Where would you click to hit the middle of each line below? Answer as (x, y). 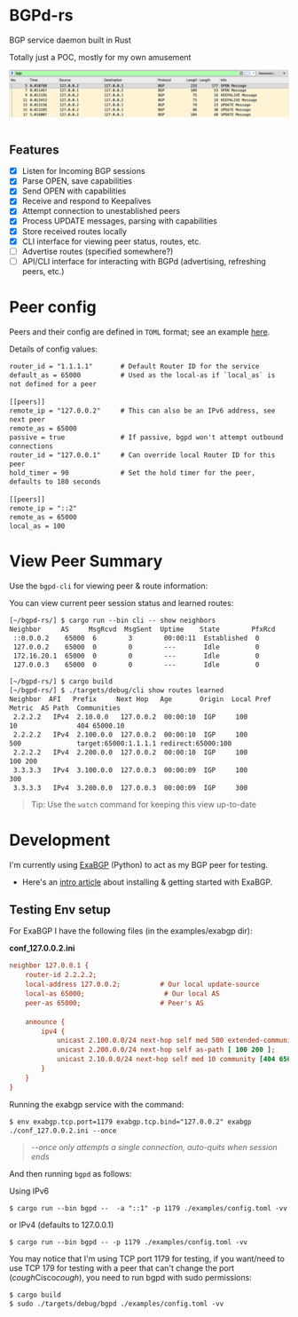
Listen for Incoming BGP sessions (83, 171)
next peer (27, 419)
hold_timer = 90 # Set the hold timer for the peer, (132, 473)
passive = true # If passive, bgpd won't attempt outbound (146, 437)
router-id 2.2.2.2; (61, 975)
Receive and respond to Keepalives (86, 201)
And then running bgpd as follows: (71, 1173)
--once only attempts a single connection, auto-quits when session (154, 1147)
